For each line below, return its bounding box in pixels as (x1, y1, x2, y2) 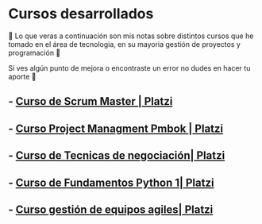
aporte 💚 (8, 71, 37, 81)
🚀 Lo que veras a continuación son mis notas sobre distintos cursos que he (8, 31, 254, 41)
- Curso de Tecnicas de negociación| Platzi (8, 149, 225, 163)
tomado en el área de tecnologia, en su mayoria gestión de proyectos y (8, 39, 241, 48)
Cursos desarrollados (8, 5, 154, 23)
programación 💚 (8, 48, 61, 57)
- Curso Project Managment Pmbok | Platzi (8, 122, 224, 135)
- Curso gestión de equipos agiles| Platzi (8, 203, 214, 216)
